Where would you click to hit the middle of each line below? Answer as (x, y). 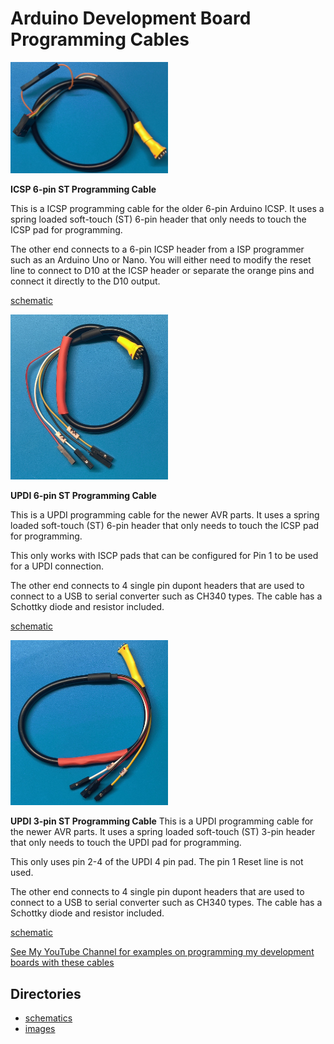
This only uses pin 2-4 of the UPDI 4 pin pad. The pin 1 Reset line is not (157, 862)
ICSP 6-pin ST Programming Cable (83, 189)
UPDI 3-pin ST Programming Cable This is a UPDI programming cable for (162, 821)
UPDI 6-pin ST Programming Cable (83, 495)
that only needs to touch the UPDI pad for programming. (126, 843)
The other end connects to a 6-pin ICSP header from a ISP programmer (157, 249)
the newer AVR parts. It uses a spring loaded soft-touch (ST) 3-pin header (163, 832)
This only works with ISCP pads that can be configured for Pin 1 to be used (164, 555)
